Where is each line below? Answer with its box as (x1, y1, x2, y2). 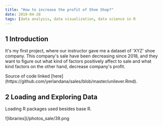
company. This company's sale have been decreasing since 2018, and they (5, 53, 158, 59)
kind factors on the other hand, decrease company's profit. (5, 64, 125, 70)
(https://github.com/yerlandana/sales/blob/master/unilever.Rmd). (5, 79, 137, 84)
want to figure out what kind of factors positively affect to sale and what (5, 58, 152, 64)
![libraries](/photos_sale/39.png (5, 116, 70, 121)
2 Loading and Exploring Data (5, 92, 98, 101)
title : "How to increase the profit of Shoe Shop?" (5, 7, 114, 12)
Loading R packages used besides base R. (5, 106, 92, 112)
